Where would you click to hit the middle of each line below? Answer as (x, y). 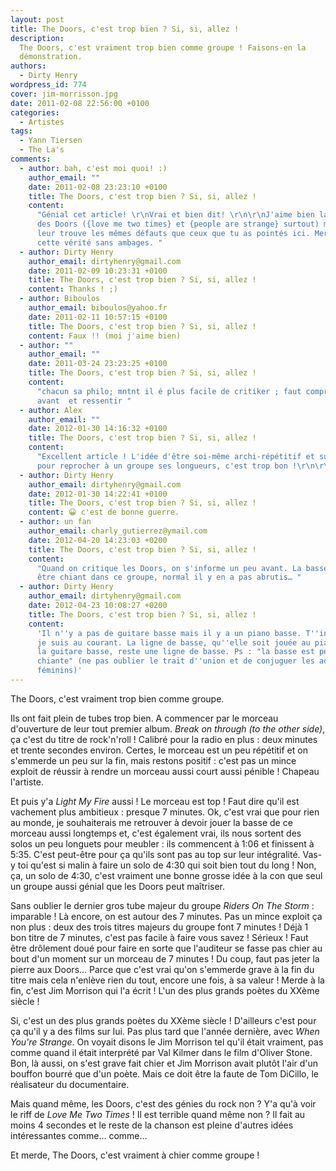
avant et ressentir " (84, 401)
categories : (35, 112)
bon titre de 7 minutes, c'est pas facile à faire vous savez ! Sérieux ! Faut (159, 937)
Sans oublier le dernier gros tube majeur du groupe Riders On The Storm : (162, 905)
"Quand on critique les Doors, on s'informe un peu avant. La (169, 568)
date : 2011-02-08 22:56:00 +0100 (80, 103)
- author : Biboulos (60, 299)
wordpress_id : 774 (48, 85)
